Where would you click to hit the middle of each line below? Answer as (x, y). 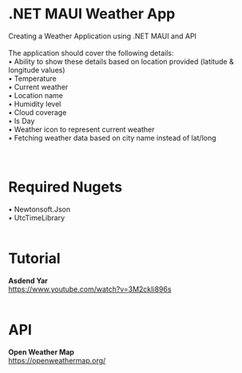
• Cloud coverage (38, 112)
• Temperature (33, 78)
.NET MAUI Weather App (92, 14)
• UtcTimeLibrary (37, 217)
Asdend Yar (28, 280)
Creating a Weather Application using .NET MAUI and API (103, 36)
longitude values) (37, 69)
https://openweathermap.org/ (57, 360)
